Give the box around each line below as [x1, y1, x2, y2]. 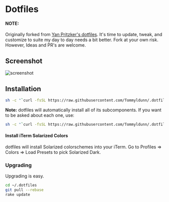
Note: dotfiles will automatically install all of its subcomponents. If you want [5, 107, 162, 113]
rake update [5, 192, 30, 197]
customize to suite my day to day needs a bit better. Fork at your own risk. [5, 37, 158, 43]
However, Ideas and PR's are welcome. [5, 42, 87, 48]
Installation [5, 84, 41, 93]
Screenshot [5, 57, 43, 65]
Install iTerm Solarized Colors [5, 133, 68, 139]
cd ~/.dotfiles [5, 183, 37, 188]
